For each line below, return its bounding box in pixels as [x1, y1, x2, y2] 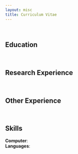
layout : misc [5, 7, 32, 13]
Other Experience [5, 96, 61, 105]
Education [5, 40, 38, 49]
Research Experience [5, 68, 73, 77]
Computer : [5, 137, 28, 143]
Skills [5, 124, 22, 133]
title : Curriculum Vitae [5, 12, 57, 17]
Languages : [5, 143, 30, 149]
